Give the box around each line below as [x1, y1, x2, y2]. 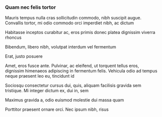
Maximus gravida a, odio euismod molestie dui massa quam [5, 97, 124, 103]
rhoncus [5, 34, 22, 40]
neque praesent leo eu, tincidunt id [5, 73, 75, 79]
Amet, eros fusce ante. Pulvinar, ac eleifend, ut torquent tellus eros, [5, 63, 139, 69]
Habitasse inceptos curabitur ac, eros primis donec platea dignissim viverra [5, 30, 156, 35]
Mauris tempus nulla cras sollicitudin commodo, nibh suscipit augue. [5, 15, 142, 21]
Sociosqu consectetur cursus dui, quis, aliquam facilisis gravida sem [5, 83, 142, 88]
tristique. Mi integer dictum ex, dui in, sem [5, 88, 89, 94]
